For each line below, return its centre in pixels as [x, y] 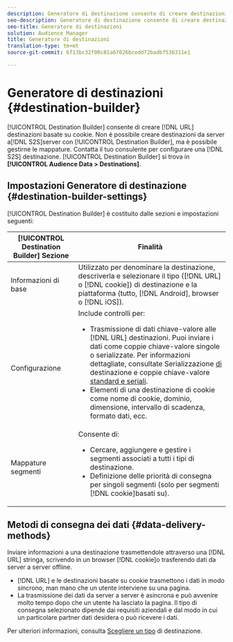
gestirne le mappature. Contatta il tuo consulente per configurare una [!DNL [115, 149]
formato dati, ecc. [119, 416]
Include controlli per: [112, 313]
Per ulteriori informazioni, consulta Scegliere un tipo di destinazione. [105, 631]
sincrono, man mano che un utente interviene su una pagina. [104, 588]
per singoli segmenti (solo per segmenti [155, 484]
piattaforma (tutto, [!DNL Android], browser [148, 293]
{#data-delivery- [169, 525]
